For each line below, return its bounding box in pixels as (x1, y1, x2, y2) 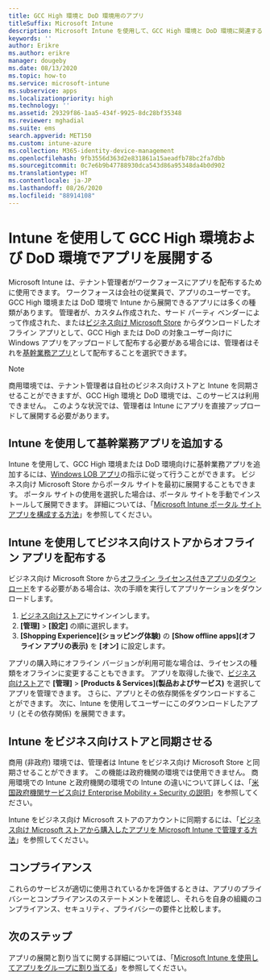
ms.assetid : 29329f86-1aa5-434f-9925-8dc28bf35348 (8, 110, 182, 118)
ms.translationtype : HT (8, 169, 89, 177)
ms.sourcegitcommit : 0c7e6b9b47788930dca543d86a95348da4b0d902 (8, 162, 226, 170)
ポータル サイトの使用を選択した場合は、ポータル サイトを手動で (23, 489, 240, 500)
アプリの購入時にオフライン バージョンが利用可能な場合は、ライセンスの (8, 658, 251, 668)
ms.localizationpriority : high (8, 94, 114, 102)
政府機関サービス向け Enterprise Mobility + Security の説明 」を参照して (15, 787, 252, 797)
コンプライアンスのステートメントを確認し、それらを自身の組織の (35, 894, 255, 903)
